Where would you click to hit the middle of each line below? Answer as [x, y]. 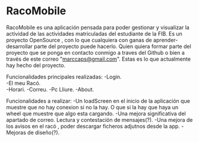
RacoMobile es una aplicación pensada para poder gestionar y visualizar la [98, 27]
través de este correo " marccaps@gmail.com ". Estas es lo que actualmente [99, 59]
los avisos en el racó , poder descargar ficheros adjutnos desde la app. [93, 126]
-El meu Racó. [23, 83]
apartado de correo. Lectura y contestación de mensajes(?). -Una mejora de [99, 119]
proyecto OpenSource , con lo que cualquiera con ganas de [79, 40]
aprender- [166, 40]
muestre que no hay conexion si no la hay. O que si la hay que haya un [92, 107]
